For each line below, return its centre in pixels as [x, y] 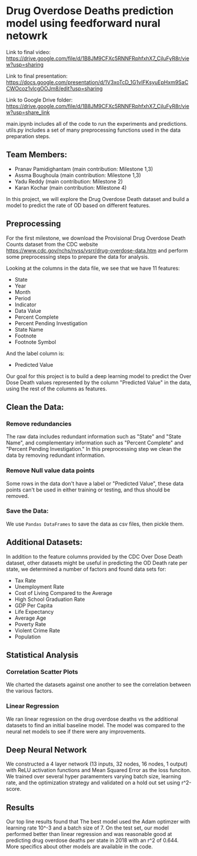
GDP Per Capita [34, 605]
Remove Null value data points [51, 470]
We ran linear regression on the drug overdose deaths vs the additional [92, 719]
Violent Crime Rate [37, 630]
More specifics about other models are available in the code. [79, 847]
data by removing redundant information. [56, 455]
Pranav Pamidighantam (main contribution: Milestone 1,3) [84, 169]
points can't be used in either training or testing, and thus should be [88, 490]
